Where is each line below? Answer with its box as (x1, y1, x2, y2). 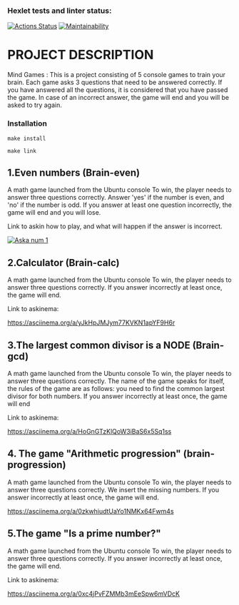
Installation (7, 118, 48, 128)
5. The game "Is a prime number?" (7, 527, 162, 540)
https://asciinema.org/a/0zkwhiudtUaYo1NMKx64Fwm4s (7, 507, 174, 515)
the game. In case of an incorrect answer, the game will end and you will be (7, 93, 230, 102)
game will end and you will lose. (7, 208, 101, 217)
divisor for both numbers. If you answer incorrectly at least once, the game (7, 392, 228, 400)
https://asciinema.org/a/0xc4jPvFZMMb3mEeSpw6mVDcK (7, 589, 180, 598)
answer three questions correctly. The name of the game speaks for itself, (7, 377, 225, 385)
